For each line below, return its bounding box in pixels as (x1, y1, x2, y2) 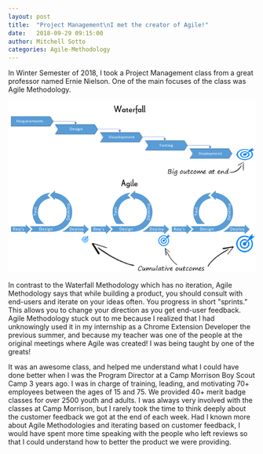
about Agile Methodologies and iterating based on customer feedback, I (8, 420, 241, 430)
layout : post (8, 13, 51, 20)
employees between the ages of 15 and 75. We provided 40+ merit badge (8, 387, 246, 396)
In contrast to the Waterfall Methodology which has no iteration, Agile (8, 280, 233, 289)
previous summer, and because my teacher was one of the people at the (8, 330, 243, 340)
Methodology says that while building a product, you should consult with (8, 289, 243, 298)
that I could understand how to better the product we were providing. (8, 437, 232, 446)
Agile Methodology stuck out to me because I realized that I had (8, 314, 215, 323)
